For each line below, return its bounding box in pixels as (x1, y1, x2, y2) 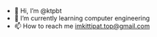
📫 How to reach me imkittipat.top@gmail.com (14, 22, 150, 30)
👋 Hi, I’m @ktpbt (14, 7, 62, 15)
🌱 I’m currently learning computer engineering (14, 14, 150, 22)
